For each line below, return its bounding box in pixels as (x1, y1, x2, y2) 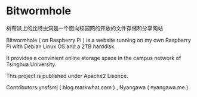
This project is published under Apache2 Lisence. (6, 72, 128, 79)
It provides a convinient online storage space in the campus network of (6, 54, 181, 61)
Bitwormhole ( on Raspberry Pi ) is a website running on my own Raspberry (6, 36, 191, 43)
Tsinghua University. (6, 61, 57, 68)
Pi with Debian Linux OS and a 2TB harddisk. (6, 43, 116, 50)
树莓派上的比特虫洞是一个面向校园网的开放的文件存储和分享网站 (6, 24, 163, 32)
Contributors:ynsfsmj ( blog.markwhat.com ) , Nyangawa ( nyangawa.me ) (6, 83, 189, 90)
